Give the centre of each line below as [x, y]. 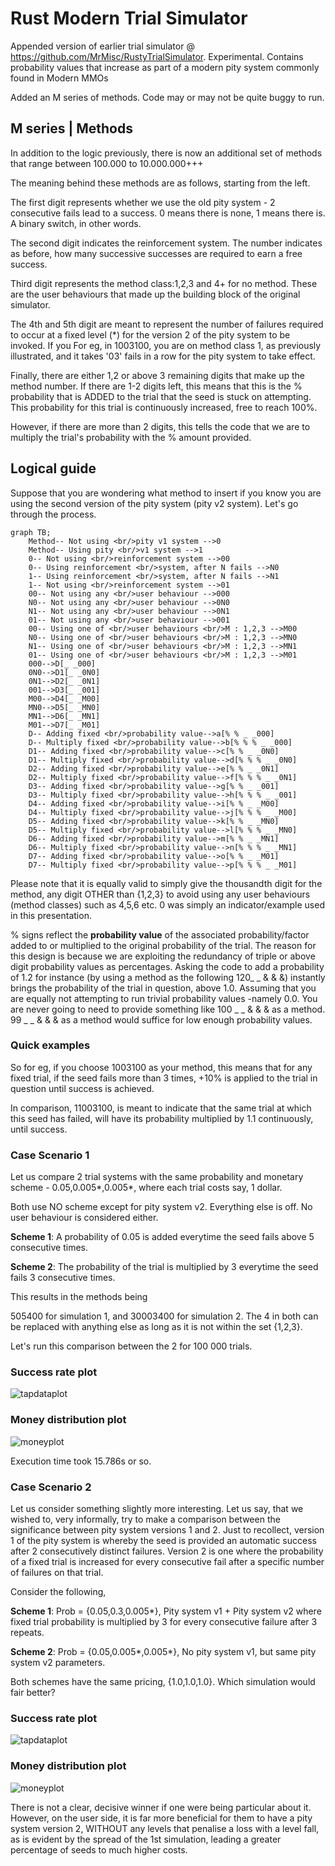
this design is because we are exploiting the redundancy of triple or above [163, 956]
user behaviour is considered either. [84, 1218]
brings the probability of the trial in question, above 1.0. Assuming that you [163, 988]
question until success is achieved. [82, 1088]
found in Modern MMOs [59, 78]
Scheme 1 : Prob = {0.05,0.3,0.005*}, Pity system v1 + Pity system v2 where [166, 1611]
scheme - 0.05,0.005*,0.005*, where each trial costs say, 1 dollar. [146, 1188]
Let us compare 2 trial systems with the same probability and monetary [157, 1177]
